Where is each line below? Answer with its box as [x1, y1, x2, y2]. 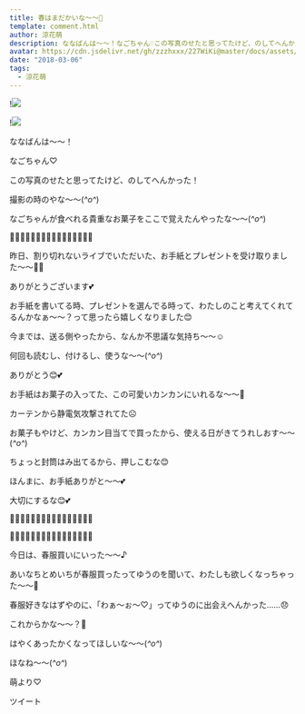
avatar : [9, 47, 39, 56]
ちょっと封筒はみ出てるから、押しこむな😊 [9, 456, 170, 467]
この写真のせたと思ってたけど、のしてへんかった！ [9, 174, 200, 185]
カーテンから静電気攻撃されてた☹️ [9, 408, 138, 419]
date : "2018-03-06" [9, 55, 84, 64]
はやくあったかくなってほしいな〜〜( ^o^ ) [9, 638, 163, 649]
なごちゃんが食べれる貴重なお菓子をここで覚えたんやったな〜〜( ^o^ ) [9, 213, 266, 223]
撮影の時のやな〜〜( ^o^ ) [9, 193, 100, 204]
